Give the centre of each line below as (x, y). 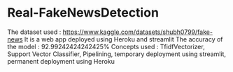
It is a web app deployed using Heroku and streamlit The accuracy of (123, 39)
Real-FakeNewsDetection (83, 13)
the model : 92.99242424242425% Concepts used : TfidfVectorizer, (106, 46)
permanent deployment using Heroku (61, 61)
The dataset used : (34, 32)
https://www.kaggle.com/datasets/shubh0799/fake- (138, 32)
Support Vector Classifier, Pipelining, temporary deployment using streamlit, (116, 54)
